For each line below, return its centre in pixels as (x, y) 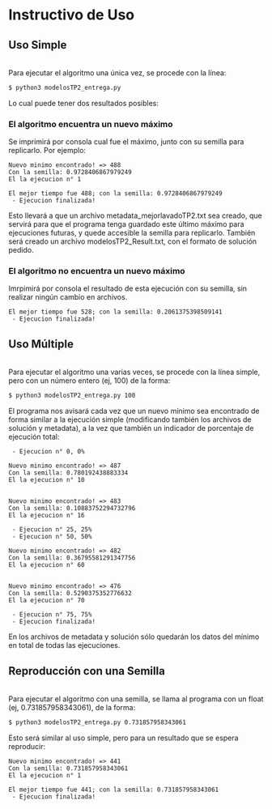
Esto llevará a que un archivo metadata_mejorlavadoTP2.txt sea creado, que (135, 215)
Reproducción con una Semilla (87, 671)
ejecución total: (34, 437)
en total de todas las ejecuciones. (64, 645)
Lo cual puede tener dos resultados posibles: (84, 103)
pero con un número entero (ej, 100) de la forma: (89, 381)
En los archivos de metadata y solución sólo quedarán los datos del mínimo (134, 637)
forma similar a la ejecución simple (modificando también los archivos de (130, 419)
